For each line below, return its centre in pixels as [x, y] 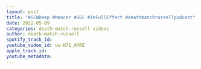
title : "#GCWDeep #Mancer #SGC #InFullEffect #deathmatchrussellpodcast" [101, 17]
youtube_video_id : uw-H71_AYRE [46, 46]
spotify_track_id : [29, 40]
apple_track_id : [27, 51]
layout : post [23, 12]
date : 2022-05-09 [28, 23]
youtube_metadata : [29, 56]
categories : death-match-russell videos [58, 28]
